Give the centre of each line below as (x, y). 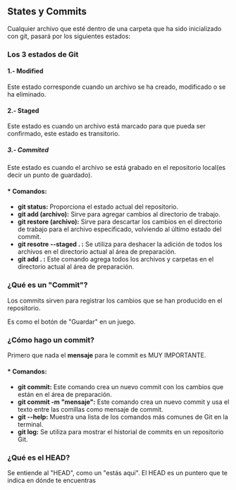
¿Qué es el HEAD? (39, 458)
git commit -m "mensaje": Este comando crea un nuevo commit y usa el (123, 402)
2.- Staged (23, 110)
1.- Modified (25, 71)
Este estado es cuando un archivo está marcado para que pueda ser (106, 126)
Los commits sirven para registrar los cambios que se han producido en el (115, 300)
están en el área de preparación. (65, 395)
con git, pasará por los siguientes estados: (69, 36)
